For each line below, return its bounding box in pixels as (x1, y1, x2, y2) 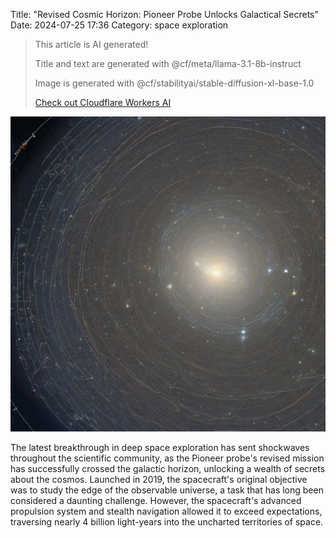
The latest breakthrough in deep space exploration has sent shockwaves (10, 442, 310, 453)
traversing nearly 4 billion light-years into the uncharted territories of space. (10, 516, 324, 528)
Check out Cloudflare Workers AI (34, 97, 172, 108)
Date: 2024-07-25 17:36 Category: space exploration (10, 19, 229, 31)
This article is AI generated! (34, 39, 149, 50)
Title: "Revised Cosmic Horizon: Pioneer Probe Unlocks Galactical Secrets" (10, 9, 320, 20)
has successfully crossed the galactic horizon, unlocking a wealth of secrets (10, 463, 326, 474)
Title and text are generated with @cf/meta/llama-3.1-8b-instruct (34, 58, 302, 69)
